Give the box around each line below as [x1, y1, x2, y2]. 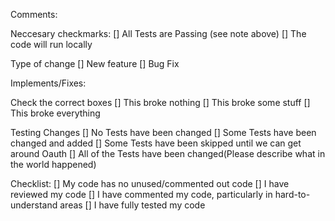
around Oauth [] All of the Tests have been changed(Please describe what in [10, 148, 326, 159]
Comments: [10, 9, 58, 20]
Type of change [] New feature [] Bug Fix [10, 58, 180, 69]
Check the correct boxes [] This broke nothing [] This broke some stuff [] [10, 97, 311, 108]
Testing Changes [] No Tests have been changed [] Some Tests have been [10, 127, 317, 138]
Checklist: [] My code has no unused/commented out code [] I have [10, 178, 290, 189]
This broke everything [10, 107, 101, 119]
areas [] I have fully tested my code [59, 199, 206, 211]
